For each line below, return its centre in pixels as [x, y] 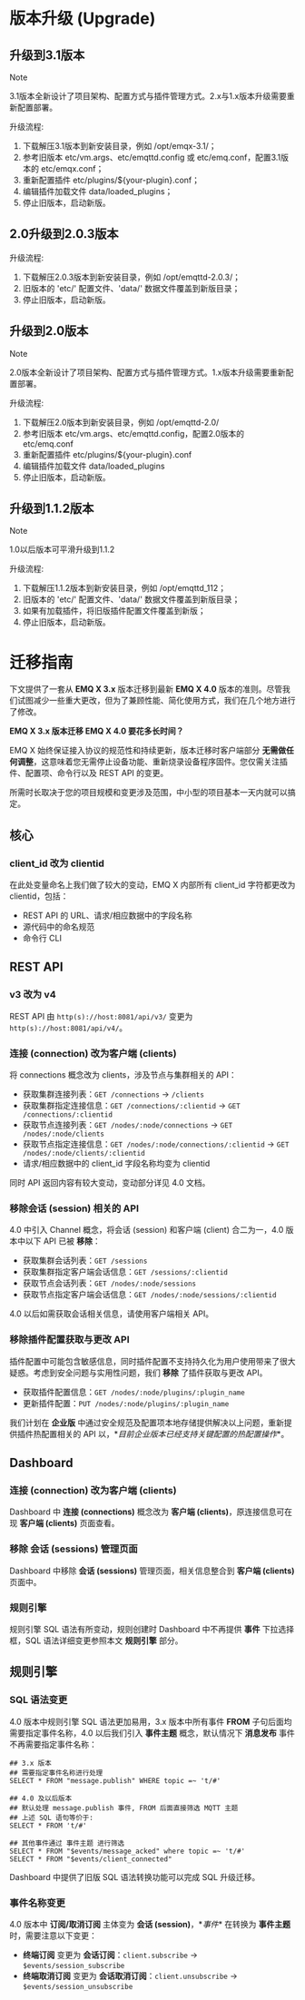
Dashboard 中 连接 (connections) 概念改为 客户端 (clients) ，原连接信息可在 [151, 1512]
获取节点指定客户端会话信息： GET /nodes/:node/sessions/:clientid [149, 1295]
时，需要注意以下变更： [53, 1936]
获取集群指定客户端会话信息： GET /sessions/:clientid [125, 1272]
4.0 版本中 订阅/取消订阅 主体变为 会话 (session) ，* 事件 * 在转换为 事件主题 [150, 1924]
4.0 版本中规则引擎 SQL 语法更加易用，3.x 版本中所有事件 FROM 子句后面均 [151, 1721]
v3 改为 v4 [33, 995]
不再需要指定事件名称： [53, 1744]
